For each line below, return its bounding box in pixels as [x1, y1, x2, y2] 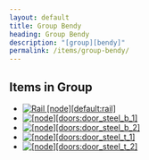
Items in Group [9, 80, 93, 95]
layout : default [9, 13, 70, 22]
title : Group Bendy [9, 21, 82, 30]
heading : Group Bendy [9, 29, 90, 38]
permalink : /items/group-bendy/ [9, 46, 129, 55]
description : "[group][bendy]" [9, 38, 126, 47]
